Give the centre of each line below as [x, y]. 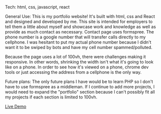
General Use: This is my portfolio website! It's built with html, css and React [80, 16]
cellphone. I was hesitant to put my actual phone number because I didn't [78, 42]
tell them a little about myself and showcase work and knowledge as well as [80, 27]
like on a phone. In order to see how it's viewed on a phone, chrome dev [77, 67]
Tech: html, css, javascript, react [37, 7]
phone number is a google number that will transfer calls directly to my [75, 37]
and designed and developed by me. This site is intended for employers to [79, 22]
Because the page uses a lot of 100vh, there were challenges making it [75, 57]
